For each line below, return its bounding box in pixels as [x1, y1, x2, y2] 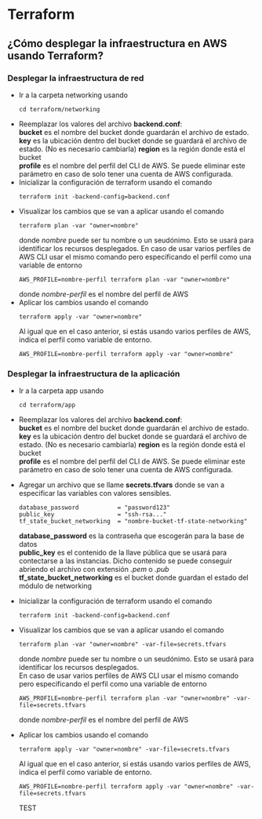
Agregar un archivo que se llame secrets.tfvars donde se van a [18, 480, 225, 490]
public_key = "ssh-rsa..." [18, 511, 167, 519]
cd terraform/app [18, 402, 76, 409]
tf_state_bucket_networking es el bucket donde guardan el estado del [18, 573, 249, 582]
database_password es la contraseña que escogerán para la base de [18, 531, 245, 541]
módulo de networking [18, 581, 92, 591]
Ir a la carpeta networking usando [18, 90, 129, 100]
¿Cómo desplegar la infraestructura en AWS [7, 37, 227, 50]
